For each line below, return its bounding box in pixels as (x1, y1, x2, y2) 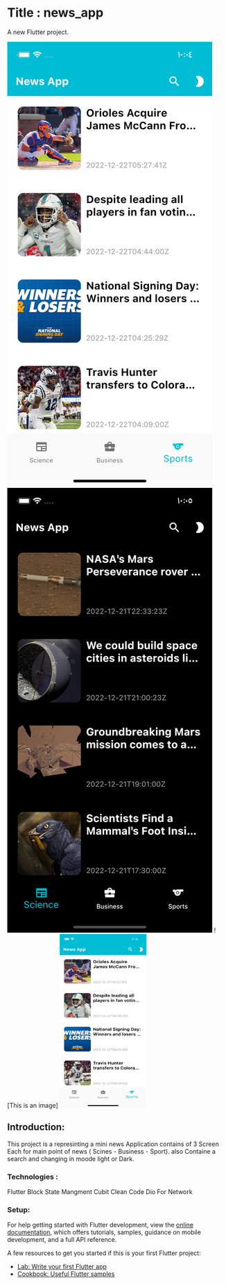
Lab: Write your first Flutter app (17, 1263, 107, 1271)
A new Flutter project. (7, 28, 69, 36)
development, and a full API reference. (7, 1236, 117, 1244)
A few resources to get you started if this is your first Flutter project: (7, 1249, 201, 1257)
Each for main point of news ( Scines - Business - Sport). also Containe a (7, 1147, 216, 1155)
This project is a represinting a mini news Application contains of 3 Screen (7, 1140, 220, 1148)
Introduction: (7, 1121, 65, 1133)
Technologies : (7, 1172, 58, 1181)
